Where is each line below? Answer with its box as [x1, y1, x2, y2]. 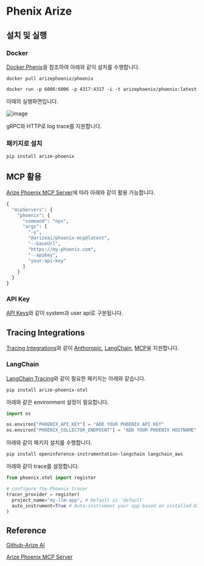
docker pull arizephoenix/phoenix [6, 75, 94, 82]
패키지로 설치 [6, 139, 42, 148]
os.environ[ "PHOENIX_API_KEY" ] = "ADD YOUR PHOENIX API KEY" [6, 421, 165, 428]
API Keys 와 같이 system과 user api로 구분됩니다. [6, 309, 123, 317]
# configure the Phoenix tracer [6, 486, 88, 492]
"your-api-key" [28, 257, 67, 263]
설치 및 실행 [6, 30, 47, 40]
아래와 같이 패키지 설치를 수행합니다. [6, 439, 92, 446]
